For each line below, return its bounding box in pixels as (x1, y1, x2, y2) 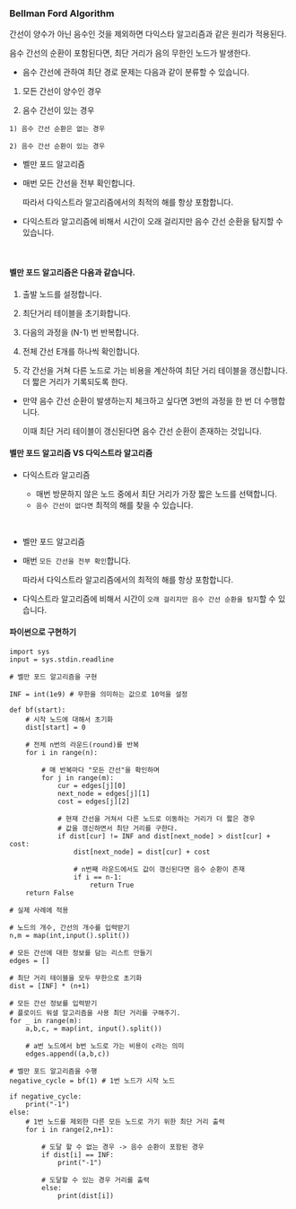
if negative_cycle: (9, 1091, 83, 1101)
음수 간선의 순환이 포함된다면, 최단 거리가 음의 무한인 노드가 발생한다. (9, 48, 251, 58)
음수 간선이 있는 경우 (22, 105, 95, 116)
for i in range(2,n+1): (25, 1125, 115, 1134)
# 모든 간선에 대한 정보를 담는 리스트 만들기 (9, 948, 152, 958)
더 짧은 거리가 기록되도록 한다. (22, 376, 128, 387)
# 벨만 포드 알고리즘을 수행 (9, 1066, 98, 1075)
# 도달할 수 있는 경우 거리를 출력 (41, 1175, 150, 1185)
